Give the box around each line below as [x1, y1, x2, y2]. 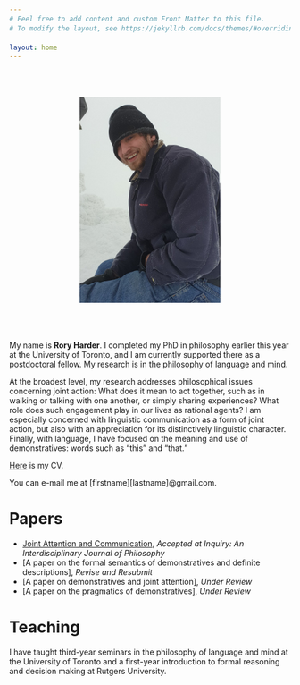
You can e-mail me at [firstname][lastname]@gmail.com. [9, 477, 217, 487]
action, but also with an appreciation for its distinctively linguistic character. [9, 423, 287, 434]
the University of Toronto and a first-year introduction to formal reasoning [9, 655, 280, 666]
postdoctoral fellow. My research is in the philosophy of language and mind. [9, 359, 288, 369]
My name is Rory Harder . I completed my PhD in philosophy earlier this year [9, 340, 289, 351]
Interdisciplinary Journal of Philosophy [21, 547, 165, 558]
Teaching [9, 617, 80, 637]
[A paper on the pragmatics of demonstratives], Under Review [21, 586, 252, 596]
